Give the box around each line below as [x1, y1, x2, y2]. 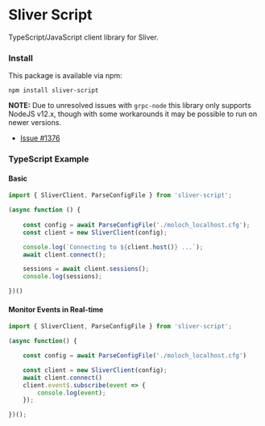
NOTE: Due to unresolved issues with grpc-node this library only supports [8, 101, 251, 111]
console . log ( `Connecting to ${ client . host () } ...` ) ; [23, 243, 204, 251]
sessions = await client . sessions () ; [23, 265, 150, 274]
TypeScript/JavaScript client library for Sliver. [8, 32, 159, 42]
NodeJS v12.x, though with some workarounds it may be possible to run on [8, 109, 258, 119]
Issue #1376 [19, 133, 60, 143]
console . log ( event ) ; [37, 389, 106, 397]
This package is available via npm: [8, 71, 122, 81]
